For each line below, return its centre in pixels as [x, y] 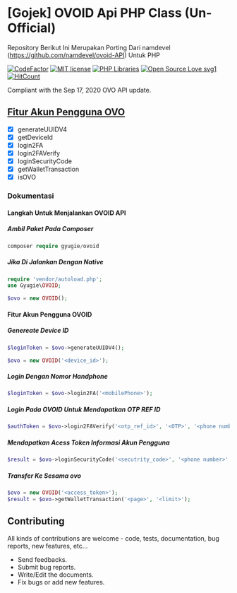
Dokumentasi [31, 196]
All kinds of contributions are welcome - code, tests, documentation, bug [114, 538]
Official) [32, 28]
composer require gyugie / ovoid [53, 246]
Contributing [36, 521]
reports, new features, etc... [48, 546]
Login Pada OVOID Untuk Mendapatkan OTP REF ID [84, 409]
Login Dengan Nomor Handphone [57, 377]
